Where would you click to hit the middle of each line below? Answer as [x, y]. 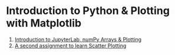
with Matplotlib [44, 23]
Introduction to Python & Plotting [88, 11]
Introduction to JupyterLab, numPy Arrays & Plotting [78, 39]
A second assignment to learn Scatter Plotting [70, 46]
